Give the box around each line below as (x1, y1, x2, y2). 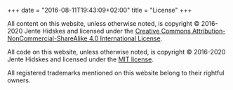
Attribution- (192, 27, 226, 35)
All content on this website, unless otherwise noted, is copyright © (7, 20, 200, 27)
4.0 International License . (88, 34, 163, 43)
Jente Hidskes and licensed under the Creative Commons (24, 27, 191, 35)
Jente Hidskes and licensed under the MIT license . (7, 55, 154, 63)
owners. (7, 76, 31, 84)
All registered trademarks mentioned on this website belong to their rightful (7, 69, 225, 77)
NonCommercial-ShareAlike (7, 34, 88, 43)
